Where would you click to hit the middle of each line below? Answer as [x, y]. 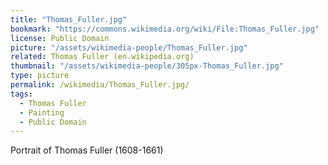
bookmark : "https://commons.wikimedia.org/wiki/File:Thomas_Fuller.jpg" [165, 29]
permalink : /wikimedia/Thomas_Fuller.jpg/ [100, 85]
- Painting [42, 112]
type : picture [40, 76]
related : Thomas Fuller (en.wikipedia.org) [102, 57]
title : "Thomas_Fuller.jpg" [69, 19]
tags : [21, 94]
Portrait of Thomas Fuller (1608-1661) [87, 150]
